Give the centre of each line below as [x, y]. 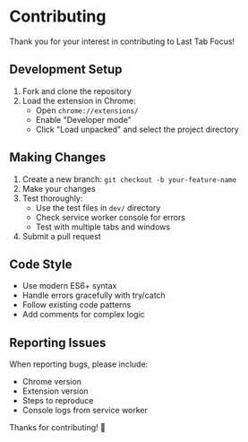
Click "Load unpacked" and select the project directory [137, 129]
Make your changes [59, 188]
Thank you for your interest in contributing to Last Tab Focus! [122, 41]
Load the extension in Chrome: [79, 100]
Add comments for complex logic [83, 315]
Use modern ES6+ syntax [69, 286]
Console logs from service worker [85, 411]
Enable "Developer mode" [83, 119]
